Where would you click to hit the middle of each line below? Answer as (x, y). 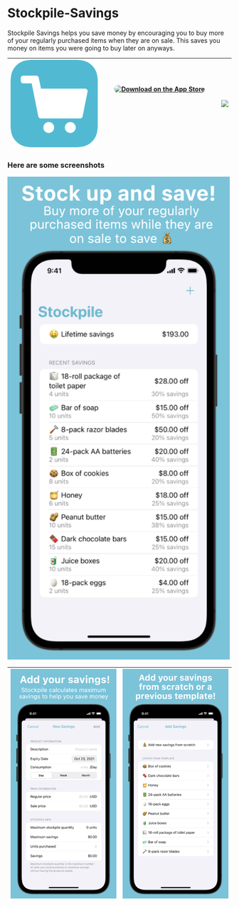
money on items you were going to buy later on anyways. (91, 48)
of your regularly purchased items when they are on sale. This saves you (114, 40)
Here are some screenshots (56, 165)
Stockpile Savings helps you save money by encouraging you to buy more (116, 33)
